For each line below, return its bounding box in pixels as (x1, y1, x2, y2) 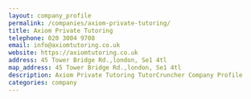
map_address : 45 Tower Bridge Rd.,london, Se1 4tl (8, 64, 182, 72)
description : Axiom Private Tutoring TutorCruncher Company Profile (8, 71, 243, 79)
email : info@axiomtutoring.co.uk (8, 42, 121, 49)
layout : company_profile (8, 11, 92, 20)
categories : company (8, 78, 78, 86)
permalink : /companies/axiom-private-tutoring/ (8, 19, 171, 27)
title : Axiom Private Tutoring (8, 26, 113, 34)
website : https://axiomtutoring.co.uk (8, 49, 138, 57)
